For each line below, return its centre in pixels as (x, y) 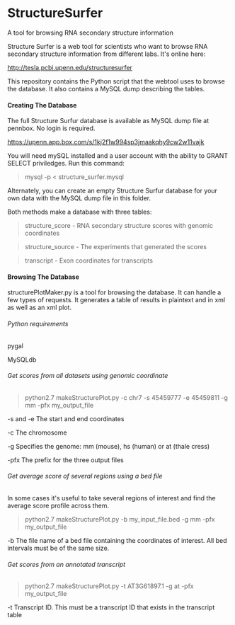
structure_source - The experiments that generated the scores (116, 247)
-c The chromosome (37, 432)
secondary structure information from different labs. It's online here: (107, 54)
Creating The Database (42, 105)
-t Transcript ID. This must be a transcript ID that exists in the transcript (111, 607)
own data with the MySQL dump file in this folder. (79, 198)
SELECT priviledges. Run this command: (66, 164)
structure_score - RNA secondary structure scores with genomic (119, 226)
